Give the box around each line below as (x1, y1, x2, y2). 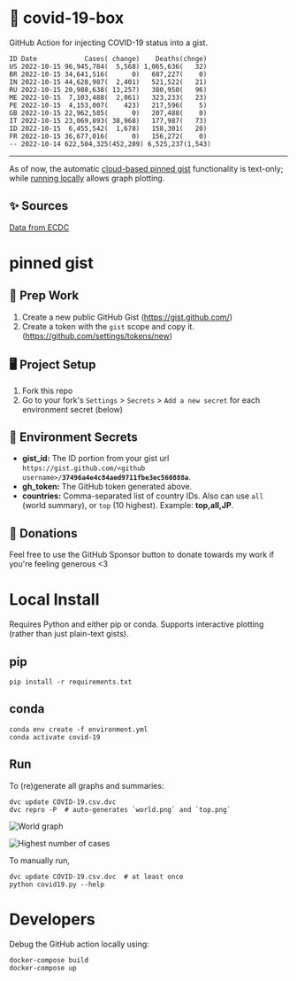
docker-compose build (9, 955, 89, 964)
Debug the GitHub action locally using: (9, 939, 150, 949)
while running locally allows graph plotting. (9, 173, 165, 183)
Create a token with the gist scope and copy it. (21, 321, 194, 331)
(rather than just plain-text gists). (9, 629, 129, 639)
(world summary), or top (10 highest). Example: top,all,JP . (21, 500, 234, 511)
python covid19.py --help (9, 880, 104, 889)
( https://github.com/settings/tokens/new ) (21, 330, 173, 341)
